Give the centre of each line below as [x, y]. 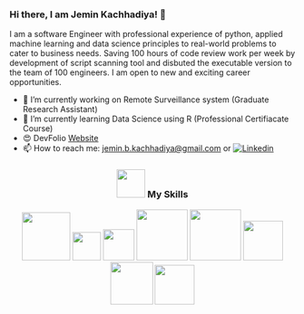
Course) [38, 128]
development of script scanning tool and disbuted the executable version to [151, 63]
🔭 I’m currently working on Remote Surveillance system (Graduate [146, 100]
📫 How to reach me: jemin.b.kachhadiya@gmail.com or [127, 148]
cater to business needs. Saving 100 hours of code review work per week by [152, 53]
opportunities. [35, 82]
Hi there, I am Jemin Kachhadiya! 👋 [88, 14]
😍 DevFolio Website [60, 138]
